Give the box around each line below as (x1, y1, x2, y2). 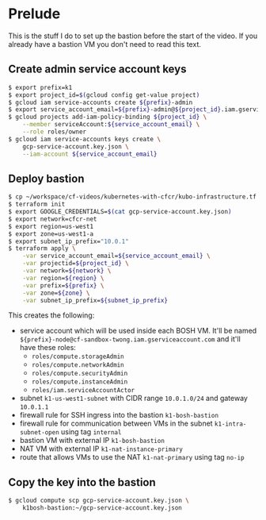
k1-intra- (214, 420, 247, 429)
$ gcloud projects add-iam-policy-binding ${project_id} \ (8, 113, 207, 121)
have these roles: (19, 343, 77, 352)
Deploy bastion (8, 171, 85, 185)
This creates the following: (8, 310, 95, 320)
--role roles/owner (22, 128, 87, 136)
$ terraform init (8, 200, 66, 209)
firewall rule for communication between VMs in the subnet (19, 418, 213, 429)
